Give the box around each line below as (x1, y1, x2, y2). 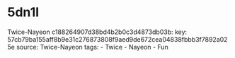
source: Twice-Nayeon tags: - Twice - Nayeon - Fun (16, 42, 168, 51)
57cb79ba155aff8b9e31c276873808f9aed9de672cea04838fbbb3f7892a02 (7, 35, 228, 43)
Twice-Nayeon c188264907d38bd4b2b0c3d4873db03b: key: (7, 28, 188, 36)
